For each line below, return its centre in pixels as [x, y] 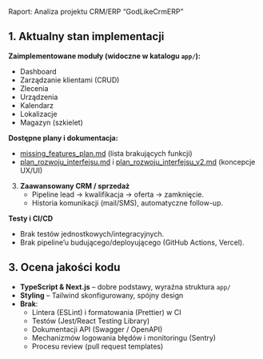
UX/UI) [31, 170]
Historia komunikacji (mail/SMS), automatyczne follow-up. [128, 202]
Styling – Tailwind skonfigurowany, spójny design [102, 295]
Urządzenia [39, 97]
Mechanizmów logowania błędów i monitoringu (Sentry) [124, 337]
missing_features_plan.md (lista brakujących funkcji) [106, 153]
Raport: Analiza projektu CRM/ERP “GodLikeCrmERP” [96, 12]
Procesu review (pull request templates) [98, 346]
